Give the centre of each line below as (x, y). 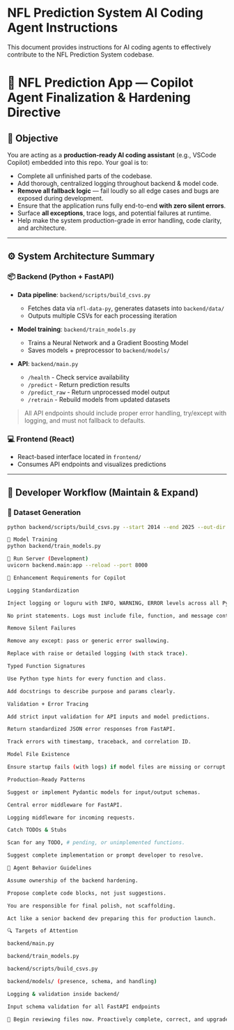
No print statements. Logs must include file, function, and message (110, 616)
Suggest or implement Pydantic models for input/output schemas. (104, 792)
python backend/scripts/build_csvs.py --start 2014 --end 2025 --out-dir (117, 527)
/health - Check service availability (79, 377)
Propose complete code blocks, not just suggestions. (87, 893)
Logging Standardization (43, 590)
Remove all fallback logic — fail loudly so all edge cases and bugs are (118, 191)
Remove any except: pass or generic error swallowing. (88, 641)
